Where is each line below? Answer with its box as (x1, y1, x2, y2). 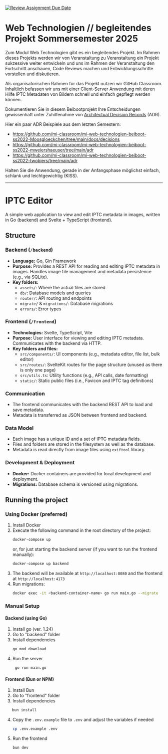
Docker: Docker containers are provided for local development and (12, 470, 151, 476)
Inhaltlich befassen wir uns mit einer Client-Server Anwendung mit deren (5, 86, 155, 92)
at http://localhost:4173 (12, 576, 65, 582)
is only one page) (19, 366, 56, 373)
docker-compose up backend (12, 561, 69, 567)
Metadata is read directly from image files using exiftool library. (12, 447, 146, 453)
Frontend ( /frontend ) (5, 318, 56, 325)
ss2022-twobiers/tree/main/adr (12, 157, 78, 163)
